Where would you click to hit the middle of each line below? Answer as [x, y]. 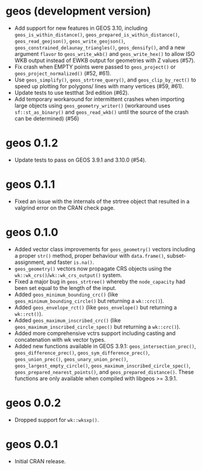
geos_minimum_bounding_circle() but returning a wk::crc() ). [89, 301]
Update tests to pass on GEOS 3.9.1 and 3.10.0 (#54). [80, 160]
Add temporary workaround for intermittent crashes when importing [99, 99]
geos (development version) [78, 11]
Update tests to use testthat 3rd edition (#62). [72, 92]
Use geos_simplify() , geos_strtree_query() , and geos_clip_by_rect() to [105, 80]
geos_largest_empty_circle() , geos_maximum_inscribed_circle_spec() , [102, 365]
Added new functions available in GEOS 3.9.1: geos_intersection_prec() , [105, 346]
